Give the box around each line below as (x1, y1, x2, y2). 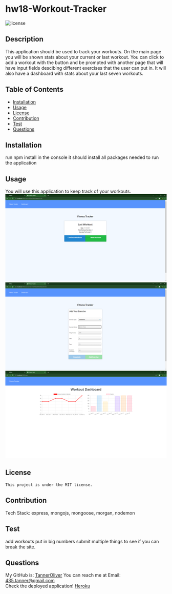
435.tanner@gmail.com (5, 578, 55, 584)
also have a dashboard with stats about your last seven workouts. (5, 70, 143, 76)
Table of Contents (5, 85, 64, 94)
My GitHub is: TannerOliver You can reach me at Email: (5, 572, 121, 578)
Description (5, 35, 44, 44)
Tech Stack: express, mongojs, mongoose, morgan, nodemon (5, 509, 135, 516)
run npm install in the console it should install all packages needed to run (5, 154, 159, 160)
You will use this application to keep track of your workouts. (5, 188, 132, 195)
